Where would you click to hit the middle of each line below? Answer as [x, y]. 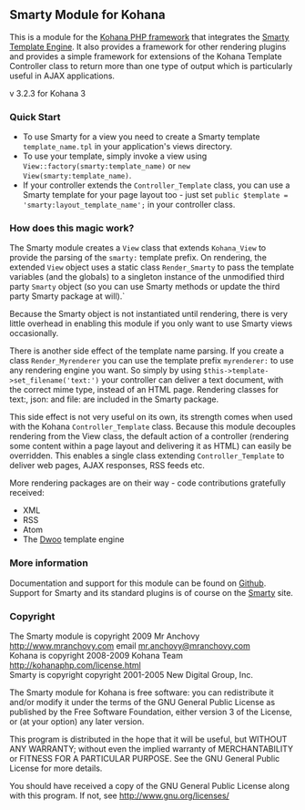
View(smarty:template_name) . [77, 176]
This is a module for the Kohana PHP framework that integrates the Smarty [149, 36]
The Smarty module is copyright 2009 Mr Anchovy [105, 636]
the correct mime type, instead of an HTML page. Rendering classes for [144, 390]
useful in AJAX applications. [62, 76]
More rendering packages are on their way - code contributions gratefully [148, 483]
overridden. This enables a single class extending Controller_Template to [147, 456]
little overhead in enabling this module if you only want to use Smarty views [151, 323]
